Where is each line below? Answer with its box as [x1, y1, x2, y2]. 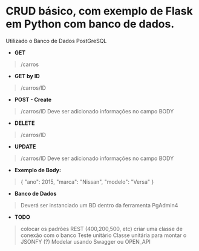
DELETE [14, 119, 35, 127]
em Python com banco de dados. [5, 17, 175, 31]
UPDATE [14, 142, 36, 150]
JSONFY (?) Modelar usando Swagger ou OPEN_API [20, 238, 151, 245]
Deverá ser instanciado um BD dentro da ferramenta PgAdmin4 [20, 201, 178, 209]
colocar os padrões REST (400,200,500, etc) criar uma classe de [20, 225, 183, 232]
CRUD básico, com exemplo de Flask [5, 4, 193, 18]
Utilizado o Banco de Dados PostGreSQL [5, 37, 107, 44]
